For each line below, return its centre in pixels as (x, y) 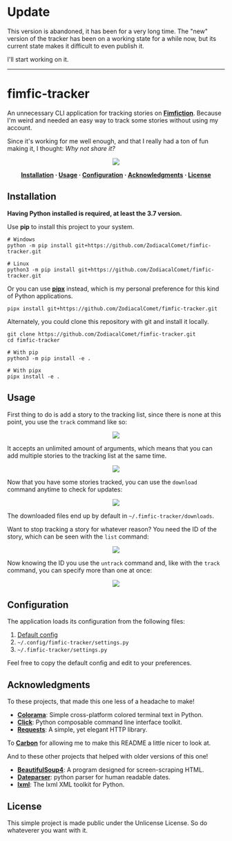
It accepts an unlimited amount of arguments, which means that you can (110, 448)
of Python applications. (40, 296)
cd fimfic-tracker (33, 340)
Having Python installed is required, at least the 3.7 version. (95, 213)
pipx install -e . (33, 377)
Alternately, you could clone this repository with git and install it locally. (108, 321)
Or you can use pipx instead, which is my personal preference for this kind (113, 289)
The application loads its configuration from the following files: (96, 622)
